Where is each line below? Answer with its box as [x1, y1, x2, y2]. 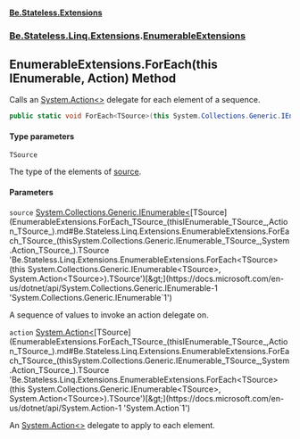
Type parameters [9, 130, 75, 142]
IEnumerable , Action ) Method [9, 70, 177, 86]
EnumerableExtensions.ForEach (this [9, 56, 218, 71]
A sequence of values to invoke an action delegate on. [9, 309, 210, 320]
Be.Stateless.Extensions [9, 7, 103, 18]
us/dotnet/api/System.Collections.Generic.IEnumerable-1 [9, 282, 219, 294]
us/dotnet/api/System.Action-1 [9, 402, 122, 413]
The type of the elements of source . [9, 166, 142, 178]
